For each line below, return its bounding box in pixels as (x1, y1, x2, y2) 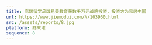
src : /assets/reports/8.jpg (6, 19, 75, 25)
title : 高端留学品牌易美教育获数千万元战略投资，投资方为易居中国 (6, 8, 147, 15)
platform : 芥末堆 (6, 25, 46, 31)
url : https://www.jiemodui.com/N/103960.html (6, 14, 119, 20)
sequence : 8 (6, 30, 35, 36)
